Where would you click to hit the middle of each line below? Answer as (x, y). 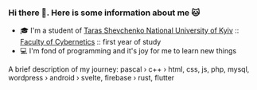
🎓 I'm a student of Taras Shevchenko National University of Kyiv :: (129, 30)
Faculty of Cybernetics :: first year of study (90, 42)
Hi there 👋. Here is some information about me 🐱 (104, 13)
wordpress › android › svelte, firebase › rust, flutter (92, 78)
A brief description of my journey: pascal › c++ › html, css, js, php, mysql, (129, 69)
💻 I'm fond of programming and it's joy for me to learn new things (128, 51)
